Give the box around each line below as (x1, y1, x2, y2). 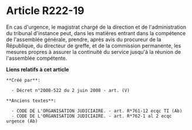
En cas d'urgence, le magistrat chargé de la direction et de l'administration (6, 23, 187, 30)
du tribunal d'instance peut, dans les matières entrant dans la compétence (6, 29, 186, 36)
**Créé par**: (6, 77, 41, 83)
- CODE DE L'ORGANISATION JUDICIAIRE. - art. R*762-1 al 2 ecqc (11, 113, 172, 119)
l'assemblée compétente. (6, 54, 68, 61)
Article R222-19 (6, 4, 85, 18)
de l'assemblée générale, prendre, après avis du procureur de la (6, 36, 161, 43)
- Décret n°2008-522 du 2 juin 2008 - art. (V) (11, 87, 130, 93)
